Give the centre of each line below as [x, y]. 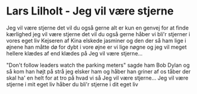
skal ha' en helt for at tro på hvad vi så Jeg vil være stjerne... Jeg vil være [97, 78]
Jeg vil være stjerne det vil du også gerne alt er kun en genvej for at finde [98, 28]
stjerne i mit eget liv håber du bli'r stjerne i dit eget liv [72, 84]
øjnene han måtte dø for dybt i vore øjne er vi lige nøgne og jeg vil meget [96, 47]
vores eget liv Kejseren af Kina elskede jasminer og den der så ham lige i [96, 40]
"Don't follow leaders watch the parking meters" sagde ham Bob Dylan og [98, 65]
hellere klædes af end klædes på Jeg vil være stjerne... [74, 53]
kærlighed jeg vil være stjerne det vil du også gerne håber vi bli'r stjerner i [98, 34]
